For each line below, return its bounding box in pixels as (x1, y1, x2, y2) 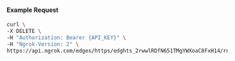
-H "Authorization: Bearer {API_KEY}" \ (6, 34, 127, 41)
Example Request (6, 6, 59, 14)
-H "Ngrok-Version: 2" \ (6, 41, 79, 48)
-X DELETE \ (6, 28, 41, 35)
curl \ (6, 21, 26, 28)
